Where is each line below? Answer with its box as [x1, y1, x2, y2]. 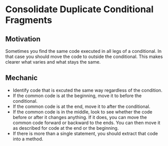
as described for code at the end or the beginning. [12, 125, 119, 131]
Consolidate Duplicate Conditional [5, 4, 154, 15]
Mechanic [5, 74, 38, 82]
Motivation [5, 35, 41, 43]
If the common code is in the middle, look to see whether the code [12, 108, 153, 115]
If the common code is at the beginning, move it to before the [12, 93, 142, 99]
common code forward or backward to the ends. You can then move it [12, 120, 161, 126]
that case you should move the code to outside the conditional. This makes [5, 53, 163, 60]
